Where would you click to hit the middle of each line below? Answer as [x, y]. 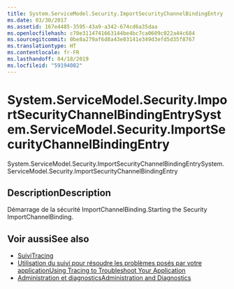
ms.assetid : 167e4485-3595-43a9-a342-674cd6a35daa [82, 26]
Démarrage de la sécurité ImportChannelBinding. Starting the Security [107, 210]
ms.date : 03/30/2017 [37, 20]
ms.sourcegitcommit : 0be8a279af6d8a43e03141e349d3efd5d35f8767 [101, 40]
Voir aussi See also [48, 239]
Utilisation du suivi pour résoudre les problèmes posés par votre [110, 263]
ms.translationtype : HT [42, 46]
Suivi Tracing [35, 256]
